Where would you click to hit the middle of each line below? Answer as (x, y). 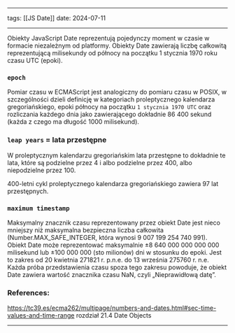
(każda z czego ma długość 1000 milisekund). (73, 122)
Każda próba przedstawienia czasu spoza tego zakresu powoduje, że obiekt (117, 267)
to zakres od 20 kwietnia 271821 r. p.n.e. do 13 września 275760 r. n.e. (108, 260)
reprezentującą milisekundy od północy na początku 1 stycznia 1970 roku (113, 53)
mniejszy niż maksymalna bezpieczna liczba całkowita (86, 230)
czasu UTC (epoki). (35, 61)
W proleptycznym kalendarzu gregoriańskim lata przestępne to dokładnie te (116, 155)
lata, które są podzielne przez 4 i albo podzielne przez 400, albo (100, 162)
